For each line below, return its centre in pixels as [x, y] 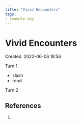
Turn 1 [11, 66]
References [23, 106]
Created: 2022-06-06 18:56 [33, 56]
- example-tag [20, 19]
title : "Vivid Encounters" [33, 10]
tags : [11, 14]
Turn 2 [12, 90]
